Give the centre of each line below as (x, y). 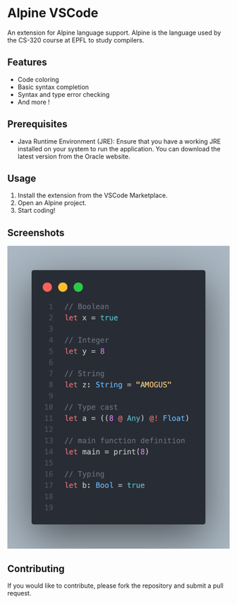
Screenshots (36, 232)
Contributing (36, 568)
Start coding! (36, 211)
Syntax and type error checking (63, 94)
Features (27, 63)
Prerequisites (37, 124)
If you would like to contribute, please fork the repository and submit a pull (115, 586)
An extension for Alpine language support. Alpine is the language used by (114, 33)
